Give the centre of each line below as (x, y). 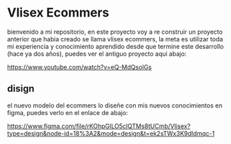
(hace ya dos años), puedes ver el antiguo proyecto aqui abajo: (97, 54)
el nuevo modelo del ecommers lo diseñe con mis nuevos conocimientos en (115, 105)
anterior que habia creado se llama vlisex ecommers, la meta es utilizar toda (115, 39)
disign (21, 89)
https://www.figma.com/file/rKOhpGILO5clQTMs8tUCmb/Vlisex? (99, 126)
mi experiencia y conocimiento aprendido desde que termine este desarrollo (115, 46)
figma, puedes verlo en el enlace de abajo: (68, 112)
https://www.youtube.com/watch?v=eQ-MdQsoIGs (79, 67)
